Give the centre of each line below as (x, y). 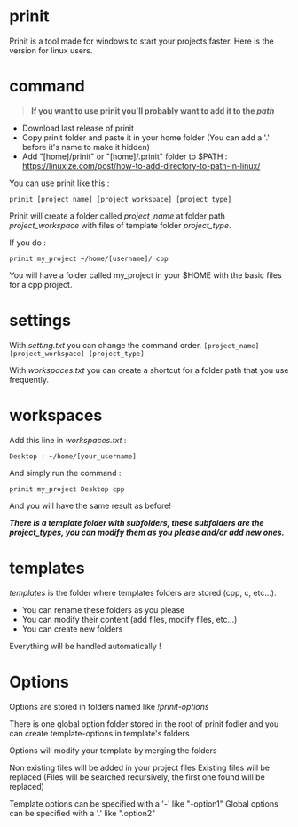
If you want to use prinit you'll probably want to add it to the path (153, 111)
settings (40, 321)
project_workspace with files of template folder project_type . (121, 225)
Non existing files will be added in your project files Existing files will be (140, 767)
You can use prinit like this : (59, 183)
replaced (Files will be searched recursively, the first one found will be (137, 777)
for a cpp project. (41, 284)
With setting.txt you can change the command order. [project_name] (134, 345)
